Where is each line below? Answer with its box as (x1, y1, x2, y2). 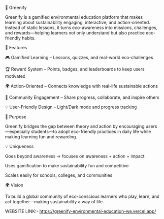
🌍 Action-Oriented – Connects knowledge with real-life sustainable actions (5, 83, 158, 89)
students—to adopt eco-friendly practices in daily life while (31, 128, 151, 134)
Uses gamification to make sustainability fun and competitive (5, 163, 129, 168)
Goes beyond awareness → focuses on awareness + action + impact (5, 153, 145, 159)
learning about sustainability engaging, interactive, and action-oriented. (5, 20, 150, 25)
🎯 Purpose (5, 114, 27, 120)
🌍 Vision (5, 182, 24, 188)
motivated (5, 73, 26, 79)
